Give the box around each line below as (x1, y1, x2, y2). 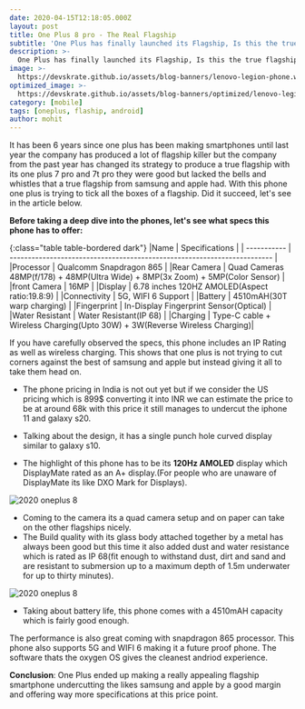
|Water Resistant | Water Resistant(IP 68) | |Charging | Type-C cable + (9, 310, 271, 321)
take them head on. (9, 366, 82, 377)
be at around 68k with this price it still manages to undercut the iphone (22, 404, 288, 414)
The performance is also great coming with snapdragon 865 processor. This (9, 633, 295, 644)
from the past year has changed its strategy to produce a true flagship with (9, 159, 290, 170)
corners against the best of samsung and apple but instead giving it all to (9, 356, 282, 368)
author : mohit (9, 115, 64, 124)
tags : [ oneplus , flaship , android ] (9, 106, 144, 115)
